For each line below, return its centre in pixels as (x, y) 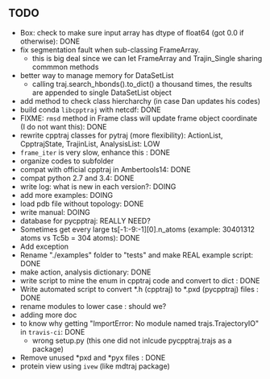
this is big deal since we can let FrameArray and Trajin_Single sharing (147, 58)
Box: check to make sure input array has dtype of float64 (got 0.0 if (132, 32)
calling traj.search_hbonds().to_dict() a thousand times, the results (142, 84)
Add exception (44, 246)
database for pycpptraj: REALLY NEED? (85, 220)
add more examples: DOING (66, 195)
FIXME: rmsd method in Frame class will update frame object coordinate (139, 118)
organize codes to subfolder (67, 161)
